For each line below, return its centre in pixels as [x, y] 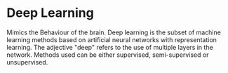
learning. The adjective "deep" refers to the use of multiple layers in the [110, 47]
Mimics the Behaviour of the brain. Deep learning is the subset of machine [114, 32]
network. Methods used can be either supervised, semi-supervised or [108, 55]
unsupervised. [27, 62]
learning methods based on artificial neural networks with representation [112, 39]
